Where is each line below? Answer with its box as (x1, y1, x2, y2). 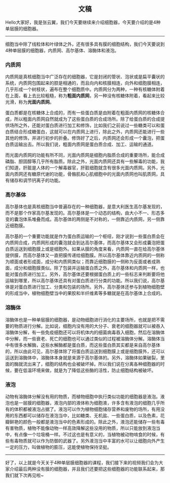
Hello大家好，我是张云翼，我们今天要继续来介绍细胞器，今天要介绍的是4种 (5, 19, 161, 25)
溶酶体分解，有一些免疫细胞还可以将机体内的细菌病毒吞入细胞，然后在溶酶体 (5, 329, 165, 335)
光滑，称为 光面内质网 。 (5, 99, 54, 105)
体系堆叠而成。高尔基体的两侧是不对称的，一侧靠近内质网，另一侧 (22, 216, 160, 223)
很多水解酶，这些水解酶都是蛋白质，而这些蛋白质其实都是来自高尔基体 (14, 342, 160, 348)
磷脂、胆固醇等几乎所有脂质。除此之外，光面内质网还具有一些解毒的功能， (5, 158, 160, 164)
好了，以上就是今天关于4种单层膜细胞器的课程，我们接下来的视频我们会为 (5, 460, 159, 465)
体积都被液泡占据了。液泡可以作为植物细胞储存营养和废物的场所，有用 (14, 406, 160, 412)
